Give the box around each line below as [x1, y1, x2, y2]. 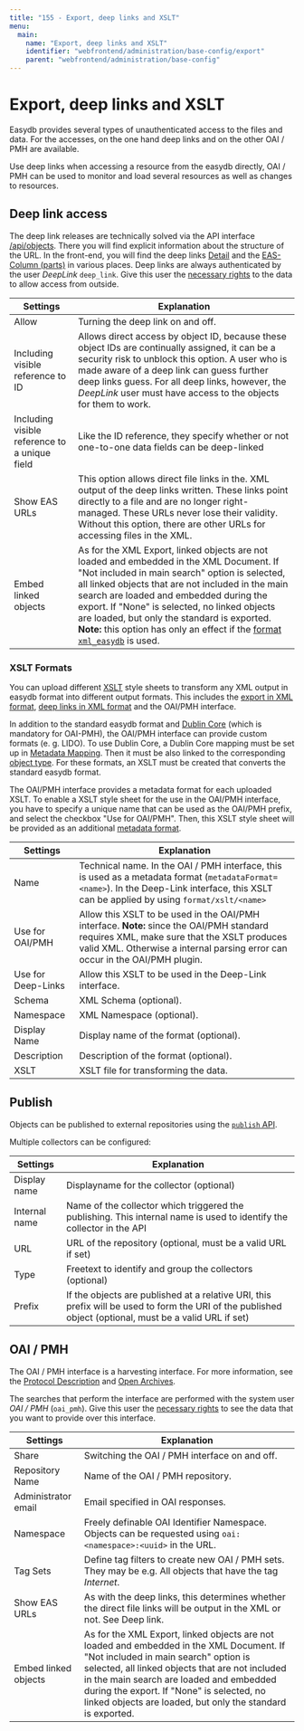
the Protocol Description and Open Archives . [9, 1375, 176, 1386]
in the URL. [169, 1538, 217, 1551]
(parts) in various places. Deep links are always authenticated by [40, 259, 282, 270]
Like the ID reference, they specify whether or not [78, 429, 290, 442]
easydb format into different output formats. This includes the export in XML [9, 691, 294, 702]
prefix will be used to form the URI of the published [66, 1299, 282, 1312]
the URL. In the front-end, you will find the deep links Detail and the [9, 250, 261, 261]
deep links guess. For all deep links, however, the [78, 375, 287, 387]
